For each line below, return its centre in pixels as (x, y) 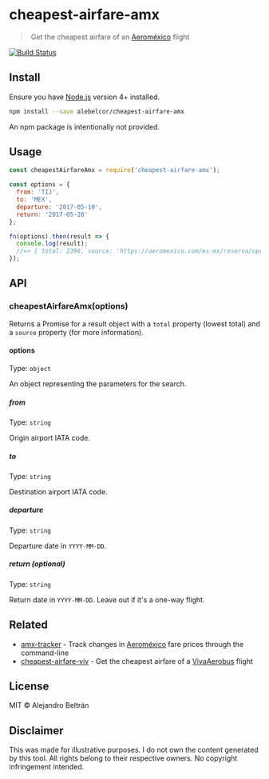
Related (29, 625)
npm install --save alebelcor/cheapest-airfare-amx (97, 111)
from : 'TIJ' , (38, 192)
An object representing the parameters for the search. (98, 384)
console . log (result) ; (52, 244)
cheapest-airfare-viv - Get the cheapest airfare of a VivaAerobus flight (137, 661)
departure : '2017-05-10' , (59, 207)
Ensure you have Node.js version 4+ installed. (85, 97)
